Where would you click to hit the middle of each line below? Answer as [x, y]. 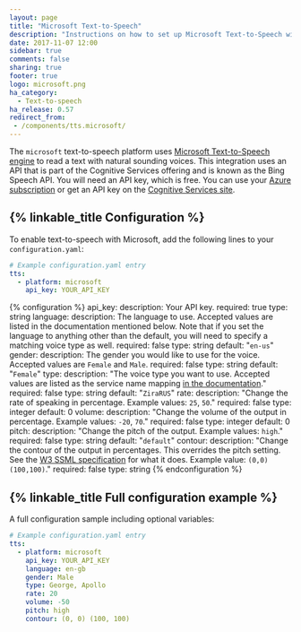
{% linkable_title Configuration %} [107, 217]
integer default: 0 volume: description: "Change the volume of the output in [148, 412]
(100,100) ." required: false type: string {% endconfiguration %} [126, 469]
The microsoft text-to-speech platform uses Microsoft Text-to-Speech [140, 152]
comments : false [39, 59]
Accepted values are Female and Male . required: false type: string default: [144, 365]
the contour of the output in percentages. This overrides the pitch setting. [145, 450]
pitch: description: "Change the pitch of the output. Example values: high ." [146, 431]
